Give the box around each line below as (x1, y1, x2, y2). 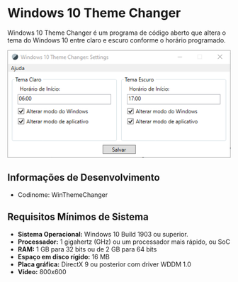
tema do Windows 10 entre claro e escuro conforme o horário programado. (7, 35, 226, 44)
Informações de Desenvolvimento (7, 171, 161, 184)
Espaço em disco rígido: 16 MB (17, 252, 110, 261)
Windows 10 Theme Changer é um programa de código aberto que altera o (7, 28, 227, 37)
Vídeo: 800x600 (17, 267, 67, 276)
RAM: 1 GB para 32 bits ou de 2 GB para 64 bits (17, 244, 157, 253)
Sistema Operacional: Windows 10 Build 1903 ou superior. (17, 230, 189, 238)
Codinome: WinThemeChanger (17, 190, 108, 199)
